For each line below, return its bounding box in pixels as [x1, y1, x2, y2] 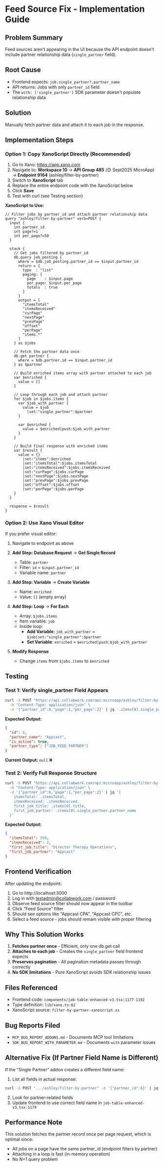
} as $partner [14, 362, 42, 367]
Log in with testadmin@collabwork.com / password [12, 895, 116, 901]
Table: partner [19, 559, 49, 565]
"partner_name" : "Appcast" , [9, 734, 67, 739]
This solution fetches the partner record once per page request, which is [5, 1131, 151, 1137]
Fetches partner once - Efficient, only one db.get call [12, 943, 120, 949]
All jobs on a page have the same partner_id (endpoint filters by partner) [12, 1146, 158, 1152]
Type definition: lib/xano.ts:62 [12, 1002, 76, 1008]
